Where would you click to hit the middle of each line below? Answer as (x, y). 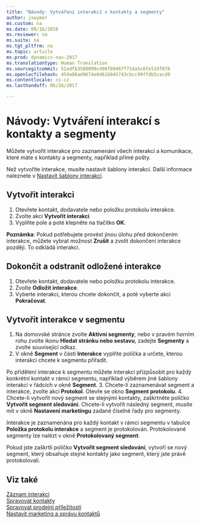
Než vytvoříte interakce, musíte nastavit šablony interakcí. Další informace (99, 169)
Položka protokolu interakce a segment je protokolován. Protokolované (96, 429)
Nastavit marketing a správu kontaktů (53, 514)
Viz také (22, 479)
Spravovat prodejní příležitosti (44, 507)
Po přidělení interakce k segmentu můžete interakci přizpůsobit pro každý (99, 372)
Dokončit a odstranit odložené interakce (84, 267)
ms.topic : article (30, 52)
